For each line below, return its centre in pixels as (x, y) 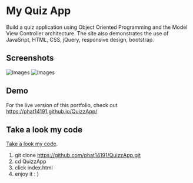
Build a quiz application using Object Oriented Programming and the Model (97, 27)
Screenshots (30, 58)
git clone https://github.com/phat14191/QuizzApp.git (78, 155)
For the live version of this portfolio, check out (62, 105)
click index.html (34, 168)
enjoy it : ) (27, 174)
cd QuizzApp (30, 162)
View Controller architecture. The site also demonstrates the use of (87, 33)
